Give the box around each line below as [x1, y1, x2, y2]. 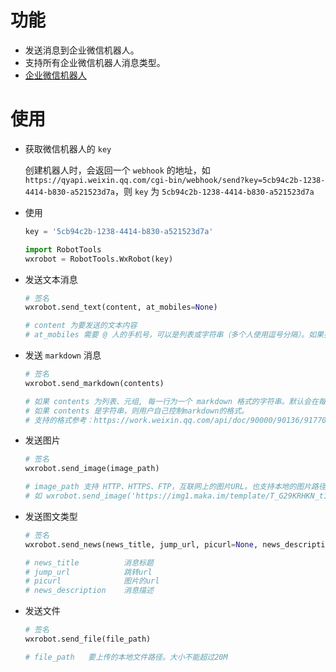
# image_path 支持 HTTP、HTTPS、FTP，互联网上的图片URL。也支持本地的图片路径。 [24, 482, 334, 492]
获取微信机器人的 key [24, 142, 112, 155]
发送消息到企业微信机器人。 [24, 44, 140, 56]
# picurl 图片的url [24, 576, 160, 586]
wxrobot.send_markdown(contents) [24, 378, 165, 388]
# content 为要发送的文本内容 [24, 321, 138, 331]
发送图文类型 [24, 510, 78, 522]
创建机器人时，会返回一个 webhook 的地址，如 [24, 164, 211, 176]
